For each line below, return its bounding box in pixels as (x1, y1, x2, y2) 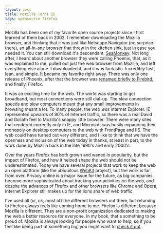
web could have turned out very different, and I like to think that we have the (5, 132, 158, 138)
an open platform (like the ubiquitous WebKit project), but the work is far (5, 168, 150, 174)
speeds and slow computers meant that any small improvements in (5, 101, 139, 107)
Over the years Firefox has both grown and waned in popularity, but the (5, 152, 148, 158)
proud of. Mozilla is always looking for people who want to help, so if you (5, 218, 151, 224)
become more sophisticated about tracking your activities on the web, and (5, 178, 154, 184)
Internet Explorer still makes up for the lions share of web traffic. (5, 188, 134, 194)
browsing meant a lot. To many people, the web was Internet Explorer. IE (5, 106, 150, 112)
